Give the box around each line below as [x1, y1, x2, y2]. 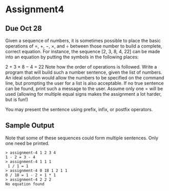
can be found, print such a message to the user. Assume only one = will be [5, 86, 163, 92]
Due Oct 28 [5, 24, 42, 33]
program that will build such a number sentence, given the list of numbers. [5, 69, 162, 75]
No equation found [5, 181, 45, 186]
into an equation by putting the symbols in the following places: [5, 54, 139, 60]
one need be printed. [5, 140, 50, 146]
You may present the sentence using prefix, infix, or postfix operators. [5, 107, 153, 112]
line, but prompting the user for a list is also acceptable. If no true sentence [5, 80, 164, 86]
